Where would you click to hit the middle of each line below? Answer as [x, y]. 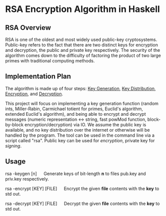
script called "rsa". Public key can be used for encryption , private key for [80, 140]
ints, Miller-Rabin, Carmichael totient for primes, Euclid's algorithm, [74, 109]
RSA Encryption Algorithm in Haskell [82, 9]
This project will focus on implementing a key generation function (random [82, 103]
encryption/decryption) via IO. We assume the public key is [85, 124]
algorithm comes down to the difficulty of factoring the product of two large [83, 55]
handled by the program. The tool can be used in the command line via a [80, 135]
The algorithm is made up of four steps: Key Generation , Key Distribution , [80, 88]
